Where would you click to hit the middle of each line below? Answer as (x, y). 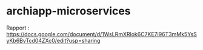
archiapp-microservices (69, 11)
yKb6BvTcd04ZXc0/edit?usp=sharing (53, 40)
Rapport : (18, 28)
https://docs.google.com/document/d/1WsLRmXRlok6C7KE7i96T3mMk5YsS (101, 34)
